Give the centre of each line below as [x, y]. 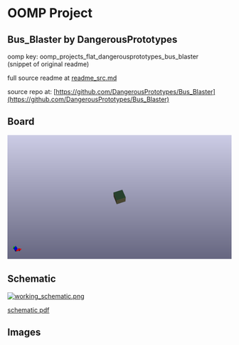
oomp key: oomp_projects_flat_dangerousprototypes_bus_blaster [103, 56]
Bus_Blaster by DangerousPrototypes [92, 40]
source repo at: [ [32, 92]
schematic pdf [28, 310]
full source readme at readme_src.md [62, 78]
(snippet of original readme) [48, 64]
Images [24, 333]
